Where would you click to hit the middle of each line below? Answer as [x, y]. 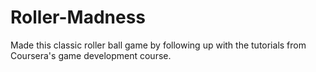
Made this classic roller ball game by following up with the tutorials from [158, 45]
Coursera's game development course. [91, 55]
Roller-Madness [78, 17]
